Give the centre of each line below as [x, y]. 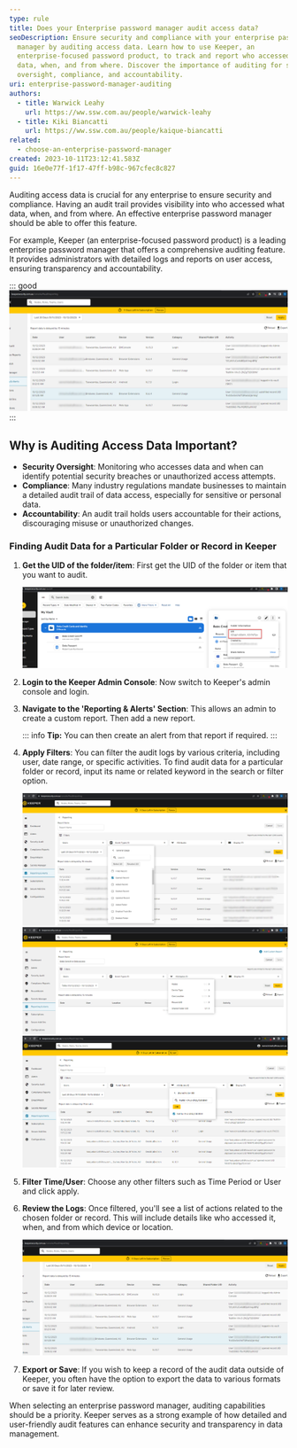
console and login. [56, 692]
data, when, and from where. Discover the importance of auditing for [150, 66]
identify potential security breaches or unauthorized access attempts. [149, 476]
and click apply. [50, 1191]
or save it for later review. [68, 1388]
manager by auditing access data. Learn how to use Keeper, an [136, 47]
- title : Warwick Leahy [61, 103]
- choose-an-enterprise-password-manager [95, 150]
